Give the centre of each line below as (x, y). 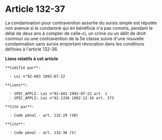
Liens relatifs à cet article (32, 58)
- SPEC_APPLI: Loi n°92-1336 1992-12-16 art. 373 (62, 98)
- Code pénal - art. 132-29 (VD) (44, 115)
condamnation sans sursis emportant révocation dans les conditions (75, 44)
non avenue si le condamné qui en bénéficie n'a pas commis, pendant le (79, 28)
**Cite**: (15, 124)
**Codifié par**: (23, 68)
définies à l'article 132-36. (32, 49)
